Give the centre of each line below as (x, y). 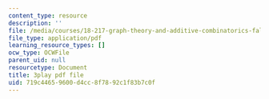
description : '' (35, 23)
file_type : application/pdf (55, 38)
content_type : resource (48, 16)
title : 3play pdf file (46, 75)
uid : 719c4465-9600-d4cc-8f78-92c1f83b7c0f (82, 82)
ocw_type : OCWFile (39, 53)
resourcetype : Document (48, 68)
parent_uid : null (37, 61)
